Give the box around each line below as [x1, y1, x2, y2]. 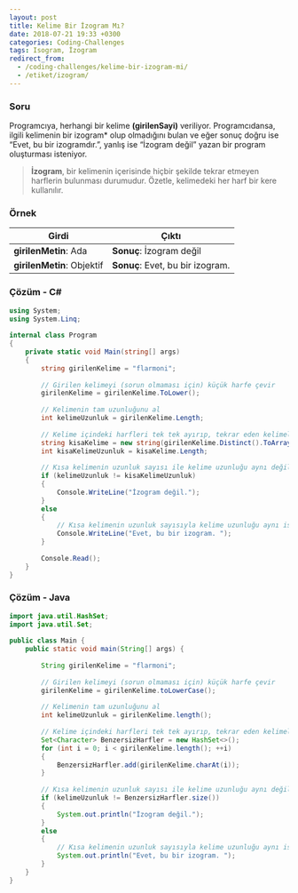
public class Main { [9, 636, 86, 645]
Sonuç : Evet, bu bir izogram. [112, 259, 231, 272]
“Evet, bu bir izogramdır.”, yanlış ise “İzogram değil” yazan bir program [9, 140, 266, 150]
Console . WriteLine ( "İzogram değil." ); [56, 488, 200, 497]
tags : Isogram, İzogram [9, 46, 98, 55]
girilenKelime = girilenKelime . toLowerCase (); [41, 686, 216, 695]
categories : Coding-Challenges [9, 37, 125, 47]
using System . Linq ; [9, 315, 82, 323]
